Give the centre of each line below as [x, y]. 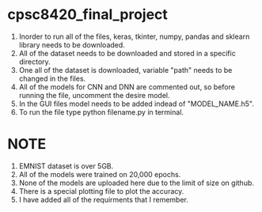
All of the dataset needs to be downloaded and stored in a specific [127, 53]
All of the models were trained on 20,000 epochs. [100, 174]
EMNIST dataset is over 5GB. [66, 166]
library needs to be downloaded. [72, 44]
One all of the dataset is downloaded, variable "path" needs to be [125, 70]
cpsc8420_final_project [87, 15]
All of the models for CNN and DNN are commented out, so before [127, 87]
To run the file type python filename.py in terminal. [101, 112]
